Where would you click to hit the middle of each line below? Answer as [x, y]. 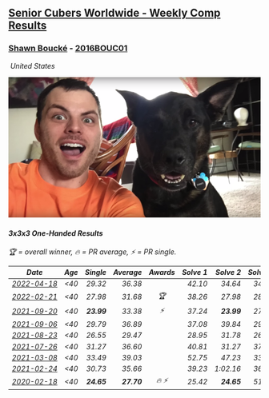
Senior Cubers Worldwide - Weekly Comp [114, 13]
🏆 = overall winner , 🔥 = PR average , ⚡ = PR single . [92, 252]
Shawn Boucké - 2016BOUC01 [68, 49]
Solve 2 [228, 272]
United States [32, 66]
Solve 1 [195, 272]
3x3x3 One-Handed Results [56, 233]
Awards [162, 272]
